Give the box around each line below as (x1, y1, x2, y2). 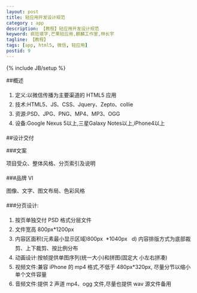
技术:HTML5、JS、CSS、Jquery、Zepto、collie (14, 100, 134, 108)
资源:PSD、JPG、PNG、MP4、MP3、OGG (14, 110, 120, 117)
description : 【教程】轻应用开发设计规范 (6, 25, 99, 32)
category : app (6, 20, 44, 26)
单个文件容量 (14, 271, 47, 278)
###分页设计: (6, 202, 39, 209)
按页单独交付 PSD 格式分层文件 (14, 216, 92, 223)
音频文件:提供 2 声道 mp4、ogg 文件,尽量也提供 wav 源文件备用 (14, 280, 172, 287)
